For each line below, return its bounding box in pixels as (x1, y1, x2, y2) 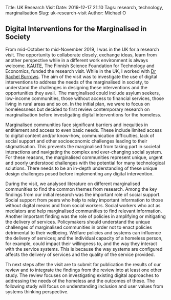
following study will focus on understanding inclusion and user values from (5, 283, 163, 289)
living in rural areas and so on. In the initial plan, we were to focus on (5, 101, 150, 107)
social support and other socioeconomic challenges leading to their (5, 138, 147, 144)
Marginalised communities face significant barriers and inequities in (5, 122, 148, 128)
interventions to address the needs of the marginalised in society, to (5, 79, 149, 85)
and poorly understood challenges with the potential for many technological (5, 159, 165, 166)
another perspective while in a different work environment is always (5, 57, 148, 63)
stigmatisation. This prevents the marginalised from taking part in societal (5, 143, 160, 149)
